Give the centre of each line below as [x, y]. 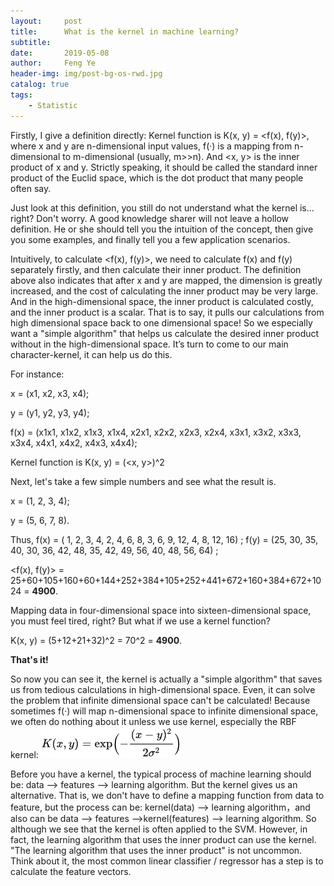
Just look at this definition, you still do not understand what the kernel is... [162, 207]
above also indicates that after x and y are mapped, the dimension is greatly [166, 280]
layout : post [46, 21]
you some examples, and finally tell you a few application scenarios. [150, 239]
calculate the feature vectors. [71, 871]
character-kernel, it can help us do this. [91, 354]
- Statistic [53, 105]
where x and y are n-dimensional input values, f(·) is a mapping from [151, 146]
